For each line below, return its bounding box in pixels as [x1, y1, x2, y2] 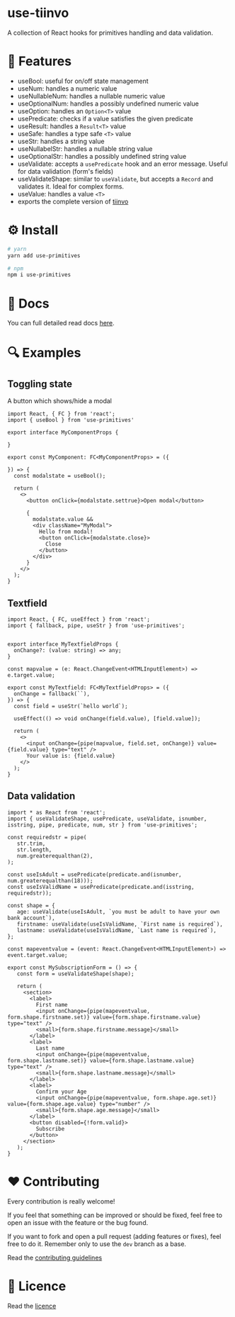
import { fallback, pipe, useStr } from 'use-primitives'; [7, 622, 185, 629]
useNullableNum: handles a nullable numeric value [17, 91, 166, 100]
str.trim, [16, 840, 46, 847]
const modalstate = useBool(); [13, 473, 106, 480]
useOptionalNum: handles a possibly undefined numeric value [17, 99, 200, 108]
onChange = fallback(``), [13, 690, 91, 697]
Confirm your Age [35, 1088, 87, 1095]
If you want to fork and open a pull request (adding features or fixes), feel [7, 1232, 222, 1240]
